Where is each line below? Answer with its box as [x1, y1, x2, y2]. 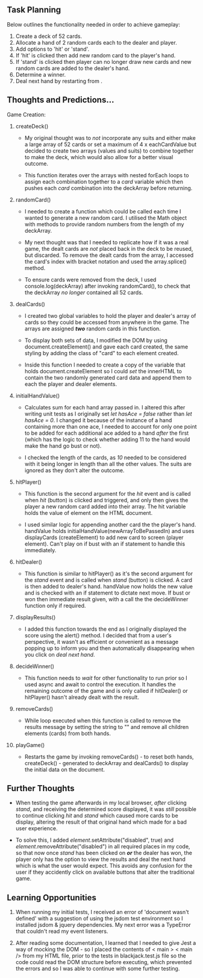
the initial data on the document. [24, 766, 105, 773]
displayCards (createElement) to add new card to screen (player [24, 534, 184, 541]
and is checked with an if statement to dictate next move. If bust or [24, 589, 191, 596]
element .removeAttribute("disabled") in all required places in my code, [15, 843, 190, 850]
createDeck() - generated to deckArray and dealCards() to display [24, 759, 189, 766]
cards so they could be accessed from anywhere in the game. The [24, 318, 190, 326]
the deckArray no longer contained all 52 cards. [24, 289, 143, 296]
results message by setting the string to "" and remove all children [24, 723, 189, 730]
